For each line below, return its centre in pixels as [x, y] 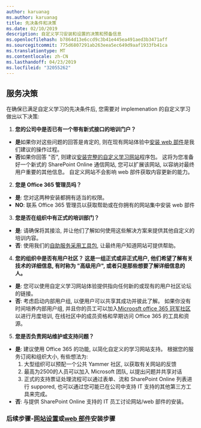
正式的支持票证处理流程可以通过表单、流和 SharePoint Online [99, 379]
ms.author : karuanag [32, 17]
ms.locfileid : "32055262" [38, 68]
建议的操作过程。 [41, 149]
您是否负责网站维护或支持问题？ [54, 336]
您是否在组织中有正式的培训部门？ [57, 218]
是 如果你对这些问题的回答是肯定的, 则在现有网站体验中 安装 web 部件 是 [102, 142]
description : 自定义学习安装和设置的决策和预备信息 [64, 34]
